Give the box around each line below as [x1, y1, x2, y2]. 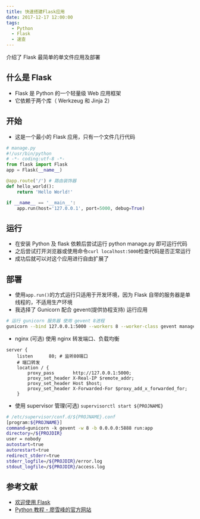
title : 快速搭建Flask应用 [6, 8, 65, 15]
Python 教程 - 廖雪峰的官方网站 [14, 506, 92, 513]
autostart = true [6, 442, 44, 447]
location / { [17, 365, 49, 371]
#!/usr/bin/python [6, 150, 52, 157]
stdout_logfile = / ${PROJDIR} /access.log [6, 464, 105, 470]
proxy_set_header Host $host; [27, 380, 102, 386]
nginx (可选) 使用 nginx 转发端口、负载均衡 [14, 335, 120, 342]
